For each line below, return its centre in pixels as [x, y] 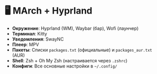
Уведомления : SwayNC [38, 39]
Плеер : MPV [25, 44]
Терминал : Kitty [29, 33]
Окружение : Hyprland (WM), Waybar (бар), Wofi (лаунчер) [75, 28]
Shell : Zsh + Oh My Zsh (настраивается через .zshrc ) [70, 60]
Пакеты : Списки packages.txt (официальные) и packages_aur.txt [82, 50]
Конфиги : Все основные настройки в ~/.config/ [65, 66]
